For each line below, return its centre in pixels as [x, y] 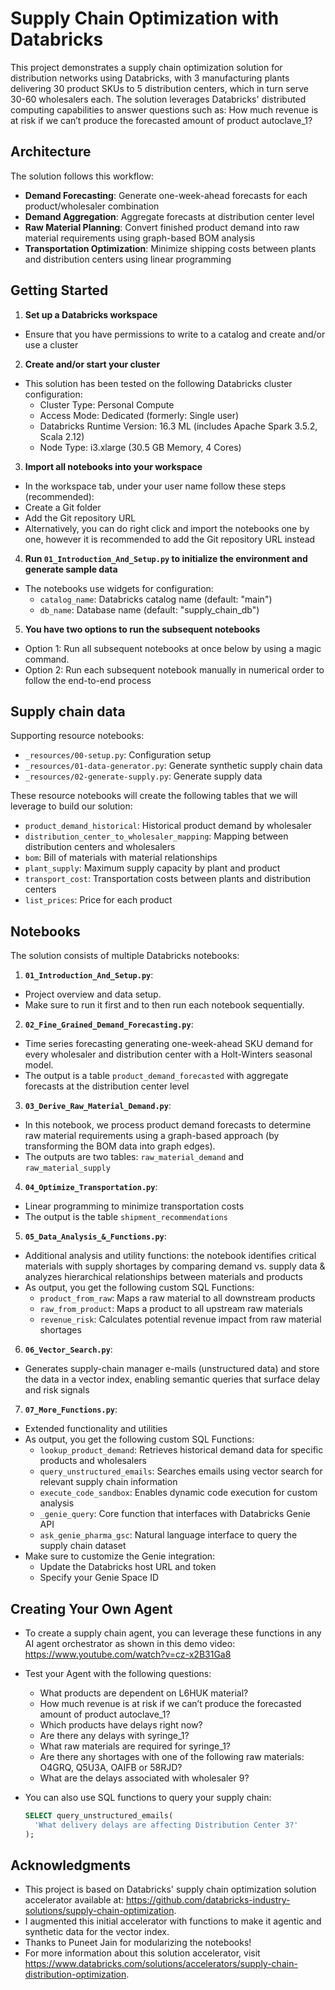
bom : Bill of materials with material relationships [121, 858]
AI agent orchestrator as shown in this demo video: [130, 1643]
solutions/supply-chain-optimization [99, 1911]
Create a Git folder [63, 507]
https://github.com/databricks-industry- [208, 1900]
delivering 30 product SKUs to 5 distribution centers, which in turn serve [159, 88]
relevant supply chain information [108, 1482]
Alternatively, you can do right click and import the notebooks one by [167, 528]
